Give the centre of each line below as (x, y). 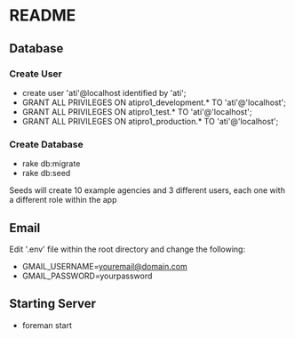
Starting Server (52, 304)
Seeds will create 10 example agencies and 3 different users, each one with (147, 190)
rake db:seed (46, 173)
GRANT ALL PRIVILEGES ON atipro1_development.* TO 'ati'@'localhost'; (154, 102)
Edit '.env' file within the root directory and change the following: (128, 249)
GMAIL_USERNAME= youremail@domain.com (105, 266)
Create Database (46, 144)
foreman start (47, 325)
